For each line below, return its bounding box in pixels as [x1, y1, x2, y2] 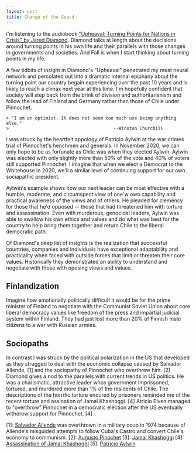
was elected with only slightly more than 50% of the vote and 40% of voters [6, 154, 190, 161]
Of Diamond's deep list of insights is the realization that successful [6, 239, 167, 246]
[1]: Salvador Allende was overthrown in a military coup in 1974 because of [6, 421, 185, 428]
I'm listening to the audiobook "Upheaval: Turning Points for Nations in [6, 30, 176, 37]
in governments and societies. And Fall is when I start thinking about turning [6, 49, 190, 56]
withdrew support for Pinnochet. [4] [6, 410, 92, 417]
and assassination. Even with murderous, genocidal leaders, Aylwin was [6, 209, 180, 216]
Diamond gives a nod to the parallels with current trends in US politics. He [6, 373, 184, 380]
